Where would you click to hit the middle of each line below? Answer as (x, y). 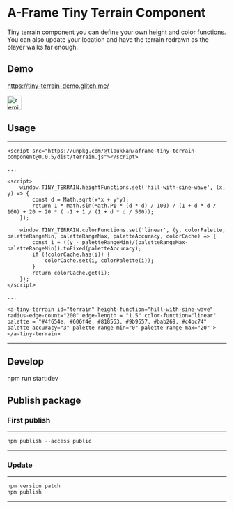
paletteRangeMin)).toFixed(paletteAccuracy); (74, 248)
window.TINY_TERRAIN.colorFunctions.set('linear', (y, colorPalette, (123, 230)
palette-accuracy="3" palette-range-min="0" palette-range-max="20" (109, 328)
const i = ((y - (56, 242)
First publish (29, 420)
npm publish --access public (49, 441)
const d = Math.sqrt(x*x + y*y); (81, 199)
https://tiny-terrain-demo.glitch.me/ (58, 86)
